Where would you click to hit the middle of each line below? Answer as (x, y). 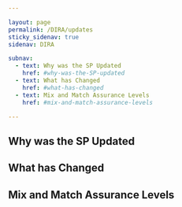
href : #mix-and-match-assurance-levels (88, 102)
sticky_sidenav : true (44, 37)
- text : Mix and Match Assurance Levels (82, 95)
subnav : (21, 59)
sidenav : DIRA (32, 44)
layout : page (30, 22)
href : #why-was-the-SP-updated (74, 73)
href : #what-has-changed (63, 87)
